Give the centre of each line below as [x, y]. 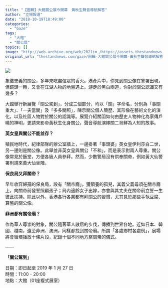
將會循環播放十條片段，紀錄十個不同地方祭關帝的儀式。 [62, 237]
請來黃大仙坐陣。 [31, 163]
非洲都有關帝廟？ [23, 214]
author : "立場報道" [24, 15]
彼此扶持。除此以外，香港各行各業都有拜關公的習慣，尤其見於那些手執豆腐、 [84, 197]
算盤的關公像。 [20, 203]
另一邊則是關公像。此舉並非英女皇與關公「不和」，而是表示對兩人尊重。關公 [83, 151]
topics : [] [16, 47]
